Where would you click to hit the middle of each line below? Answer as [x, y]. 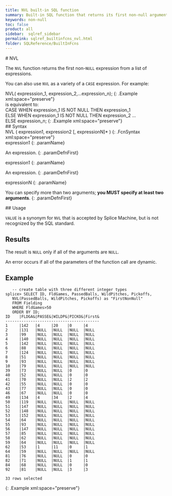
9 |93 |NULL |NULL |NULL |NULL [50, 362]
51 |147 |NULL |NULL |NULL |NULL [50, 407]
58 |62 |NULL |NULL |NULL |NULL [50, 438]
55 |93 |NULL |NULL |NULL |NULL [50, 425]
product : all [19, 29]
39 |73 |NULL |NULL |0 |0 [47, 371]
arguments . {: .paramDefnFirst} [39, 198]
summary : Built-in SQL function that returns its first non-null [76, 15]
